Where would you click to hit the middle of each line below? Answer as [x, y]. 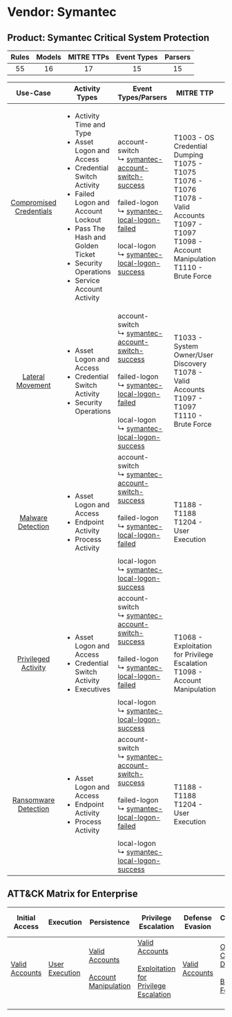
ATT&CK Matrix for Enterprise [72, 894]
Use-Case [34, 93]
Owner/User [194, 355]
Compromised [33, 203]
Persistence [109, 922]
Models [49, 57]
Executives [93, 689]
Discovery [190, 363]
